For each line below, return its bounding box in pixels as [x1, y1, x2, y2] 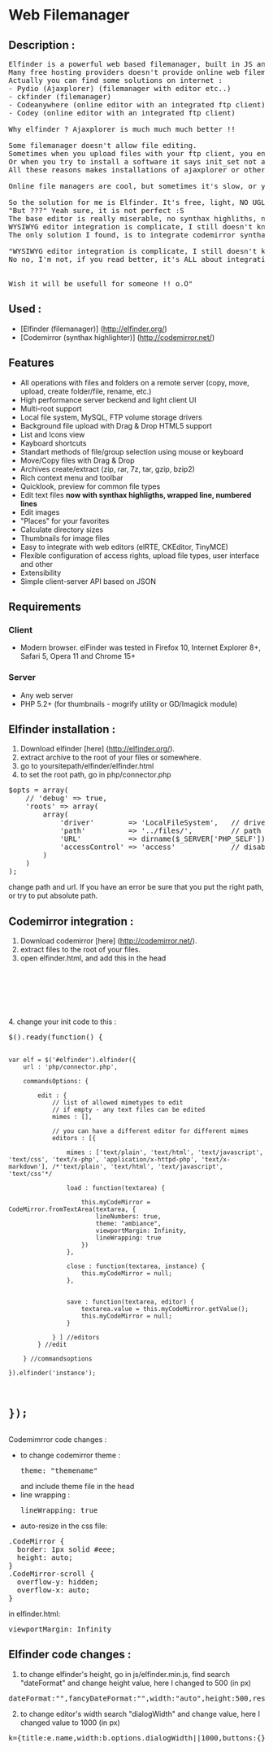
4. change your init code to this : [8, 1017, 117, 1026]
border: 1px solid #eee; [16, 1545, 116, 1554]
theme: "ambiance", [95, 1220, 162, 1228]
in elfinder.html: [8, 1609, 61, 1619]
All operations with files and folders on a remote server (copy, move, [19, 377, 249, 387]
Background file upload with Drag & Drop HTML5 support [19, 420, 213, 430]
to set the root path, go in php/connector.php [19, 770, 172, 780]
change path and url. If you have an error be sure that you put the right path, [8, 882, 264, 892]
